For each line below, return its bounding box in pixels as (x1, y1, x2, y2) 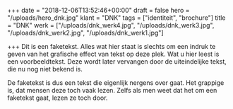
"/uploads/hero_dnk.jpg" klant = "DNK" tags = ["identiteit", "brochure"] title (7, 13, 226, 22)
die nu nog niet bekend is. (7, 65, 83, 73)
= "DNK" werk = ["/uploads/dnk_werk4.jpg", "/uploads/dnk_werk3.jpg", (7, 21, 215, 29)
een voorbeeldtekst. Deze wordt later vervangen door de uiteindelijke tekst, (7, 57, 227, 66)
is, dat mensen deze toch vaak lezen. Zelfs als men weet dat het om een (7, 86, 217, 94)
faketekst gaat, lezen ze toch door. (7, 93, 108, 102)
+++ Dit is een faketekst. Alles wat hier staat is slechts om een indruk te (7, 42, 216, 50)
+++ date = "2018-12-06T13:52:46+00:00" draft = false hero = (7, 6, 190, 14)
